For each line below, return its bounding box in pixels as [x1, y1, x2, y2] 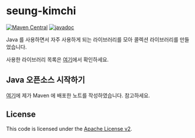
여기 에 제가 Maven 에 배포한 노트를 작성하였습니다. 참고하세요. [6, 92, 151, 99]
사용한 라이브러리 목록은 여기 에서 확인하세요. [6, 56, 109, 63]
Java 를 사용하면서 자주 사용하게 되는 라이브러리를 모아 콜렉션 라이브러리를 [6, 36, 179, 43]
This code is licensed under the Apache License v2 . [6, 125, 132, 132]
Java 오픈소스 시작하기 [6, 75, 86, 85]
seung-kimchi [6, 4, 76, 18]
